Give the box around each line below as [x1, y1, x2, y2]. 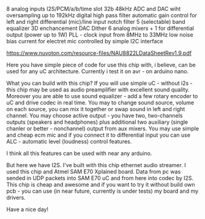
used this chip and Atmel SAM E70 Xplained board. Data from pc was [6, 168, 181, 175]
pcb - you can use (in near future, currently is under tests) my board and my [6, 187, 199, 195]
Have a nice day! [6, 206, 49, 213]
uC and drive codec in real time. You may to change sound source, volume [6, 99, 195, 106]
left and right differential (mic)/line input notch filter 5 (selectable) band [6, 18, 185, 25]
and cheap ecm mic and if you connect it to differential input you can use [6, 131, 191, 138]
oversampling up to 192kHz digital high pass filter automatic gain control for [6, 12, 198, 19]
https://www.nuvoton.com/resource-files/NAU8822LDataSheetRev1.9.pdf [6, 49, 192, 57]
